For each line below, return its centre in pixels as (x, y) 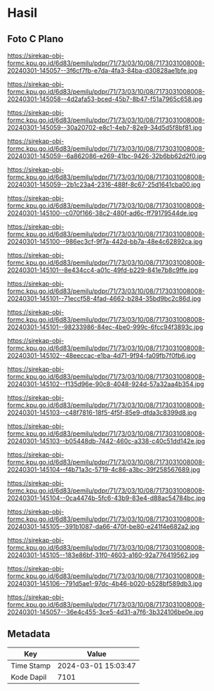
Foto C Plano (35, 39)
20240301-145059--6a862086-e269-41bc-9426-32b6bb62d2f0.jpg (107, 156)
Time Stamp (31, 666)
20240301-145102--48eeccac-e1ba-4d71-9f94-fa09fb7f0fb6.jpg (102, 355)
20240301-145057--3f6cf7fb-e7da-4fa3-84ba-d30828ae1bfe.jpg (102, 71)
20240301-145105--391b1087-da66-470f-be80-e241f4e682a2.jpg (103, 526)
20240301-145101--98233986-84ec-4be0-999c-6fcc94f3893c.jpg (105, 327)
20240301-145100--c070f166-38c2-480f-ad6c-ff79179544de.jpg (102, 213)
